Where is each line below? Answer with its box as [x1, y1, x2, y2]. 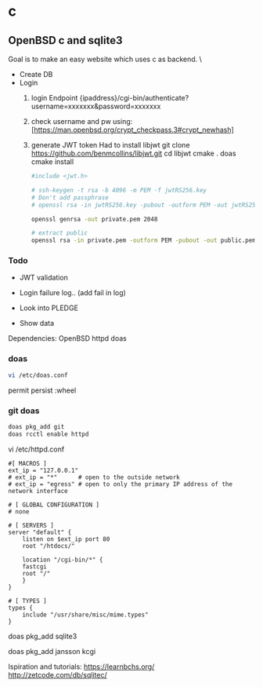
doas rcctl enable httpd [8, 430, 89, 438]
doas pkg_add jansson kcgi [8, 646, 96, 656]
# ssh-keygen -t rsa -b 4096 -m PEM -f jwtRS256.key [31, 186, 207, 194]
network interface [8, 487, 68, 495]
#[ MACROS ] [8, 459, 47, 467]
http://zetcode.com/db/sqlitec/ [8, 670, 107, 679]
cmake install [31, 157, 74, 166]
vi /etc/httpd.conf [8, 444, 65, 454]
